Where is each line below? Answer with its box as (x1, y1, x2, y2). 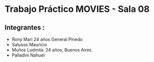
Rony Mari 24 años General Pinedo (11, 36, 83, 42)
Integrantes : (4, 23, 45, 32)
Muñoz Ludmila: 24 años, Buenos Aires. (11, 47, 93, 53)
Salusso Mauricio (11, 42, 47, 48)
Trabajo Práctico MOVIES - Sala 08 (4, 3, 150, 15)
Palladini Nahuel (11, 52, 45, 58)
